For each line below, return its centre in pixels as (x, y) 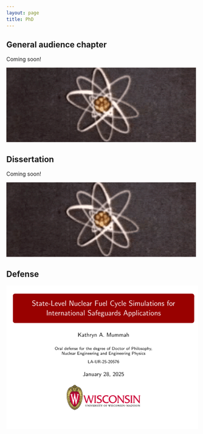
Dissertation (30, 159)
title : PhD (20, 19)
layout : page (23, 13)
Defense (23, 274)
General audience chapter (57, 45)
